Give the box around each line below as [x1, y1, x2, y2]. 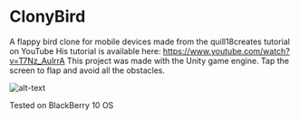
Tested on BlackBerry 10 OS [9, 99, 114, 110]
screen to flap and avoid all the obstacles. [9, 65, 166, 76]
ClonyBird [9, 6, 86, 27]
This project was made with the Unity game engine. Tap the [66, 55, 290, 66]
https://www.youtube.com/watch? [162, 45, 290, 56]
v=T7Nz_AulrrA [9, 55, 65, 66]
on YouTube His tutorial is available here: [9, 45, 161, 56]
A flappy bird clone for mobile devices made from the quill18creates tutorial [9, 36, 290, 47]
